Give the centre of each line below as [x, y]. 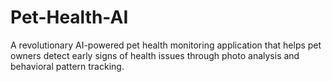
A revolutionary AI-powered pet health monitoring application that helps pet [166, 45]
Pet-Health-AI [69, 17]
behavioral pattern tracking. [67, 66]
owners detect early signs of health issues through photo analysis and [155, 55]
